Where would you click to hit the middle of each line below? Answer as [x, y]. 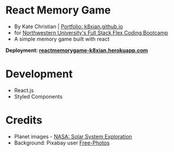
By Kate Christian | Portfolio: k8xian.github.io [68, 26]
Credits [24, 120]
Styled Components [38, 96]
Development [39, 74]
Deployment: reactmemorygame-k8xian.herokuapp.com [77, 50]
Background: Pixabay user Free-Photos [62, 143]
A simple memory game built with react [62, 39]
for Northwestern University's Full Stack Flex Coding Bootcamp [91, 32]
